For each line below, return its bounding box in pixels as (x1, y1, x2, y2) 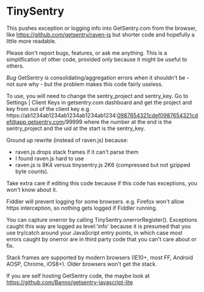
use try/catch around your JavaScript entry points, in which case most (6, 229, 183, 236)
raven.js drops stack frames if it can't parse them (15, 148, 139, 155)
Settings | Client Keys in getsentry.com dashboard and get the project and (6, 99, 192, 106)
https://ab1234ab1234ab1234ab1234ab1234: (6, 112, 118, 119)
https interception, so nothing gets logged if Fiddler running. (6, 204, 158, 212)
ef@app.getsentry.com (6, 118, 64, 126)
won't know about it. (6, 186, 58, 193)
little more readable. (6, 37, 57, 45)
